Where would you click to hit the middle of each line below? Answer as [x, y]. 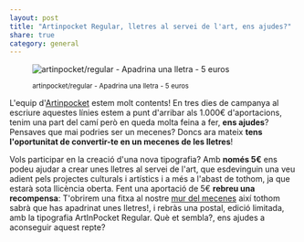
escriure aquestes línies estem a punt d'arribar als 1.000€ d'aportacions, [146, 113]
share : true [32, 35]
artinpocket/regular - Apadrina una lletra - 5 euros [111, 86]
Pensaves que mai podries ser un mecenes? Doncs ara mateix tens [136, 132]
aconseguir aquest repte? [58, 227]
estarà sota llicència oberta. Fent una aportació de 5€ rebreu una [132, 189]
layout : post [34, 18]
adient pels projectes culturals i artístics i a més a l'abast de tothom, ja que [150, 179]
